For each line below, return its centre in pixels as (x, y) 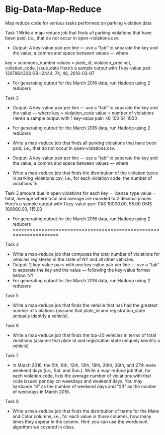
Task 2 (12, 98)
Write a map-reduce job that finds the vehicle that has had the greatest (85, 305)
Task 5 (12, 295)
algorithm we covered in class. (44, 427)
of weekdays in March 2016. (41, 392)
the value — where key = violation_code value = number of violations (83, 113)
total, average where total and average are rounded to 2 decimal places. (79, 198)
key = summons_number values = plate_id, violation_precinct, (68, 62)
